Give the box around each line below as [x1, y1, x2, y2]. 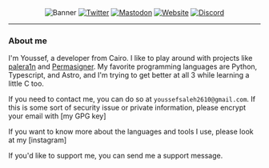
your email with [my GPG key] [8, 111, 106, 121]
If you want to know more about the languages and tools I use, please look [8, 127, 254, 137]
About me [8, 35, 48, 46]
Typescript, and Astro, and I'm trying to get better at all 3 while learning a [8, 70, 250, 80]
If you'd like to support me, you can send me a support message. [8, 151, 223, 161]
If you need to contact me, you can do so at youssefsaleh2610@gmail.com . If [8, 94, 256, 104]
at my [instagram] [8, 135, 66, 145]
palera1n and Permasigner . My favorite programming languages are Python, [8, 62, 258, 71]
